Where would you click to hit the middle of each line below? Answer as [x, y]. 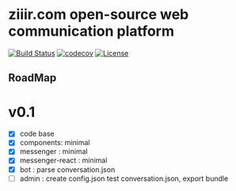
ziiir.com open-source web [99, 15]
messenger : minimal [54, 152]
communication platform [91, 31]
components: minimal [55, 143]
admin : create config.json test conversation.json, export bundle [124, 178]
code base [37, 134]
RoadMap [32, 78]
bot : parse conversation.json [67, 169]
